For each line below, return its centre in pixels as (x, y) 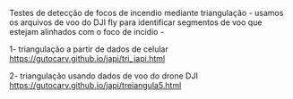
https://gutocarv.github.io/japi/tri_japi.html (87, 58)
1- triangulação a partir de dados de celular (89, 49)
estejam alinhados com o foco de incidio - (86, 32)
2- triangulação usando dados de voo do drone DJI (104, 76)
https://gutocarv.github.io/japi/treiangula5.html (95, 85)
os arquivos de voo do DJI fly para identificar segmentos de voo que (136, 22)
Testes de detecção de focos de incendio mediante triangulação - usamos (146, 13)
